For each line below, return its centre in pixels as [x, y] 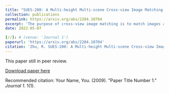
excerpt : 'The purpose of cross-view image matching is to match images [83, 24]
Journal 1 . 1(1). [20, 85]
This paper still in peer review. [36, 61]
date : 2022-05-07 [23, 28]
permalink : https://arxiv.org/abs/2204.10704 [54, 19]
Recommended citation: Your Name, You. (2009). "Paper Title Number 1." [81, 80]
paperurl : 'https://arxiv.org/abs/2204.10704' [55, 42]
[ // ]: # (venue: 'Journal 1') [37, 37]
